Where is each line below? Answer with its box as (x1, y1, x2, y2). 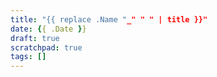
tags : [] (10, 52, 47, 62)
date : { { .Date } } (10, 24, 87, 34)
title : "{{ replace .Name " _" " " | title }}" (10, 14, 208, 25)
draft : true (10, 33, 60, 43)
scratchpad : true (10, 42, 83, 53)
